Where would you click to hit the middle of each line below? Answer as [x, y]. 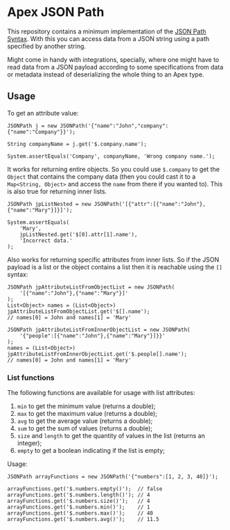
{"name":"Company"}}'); [42, 132]
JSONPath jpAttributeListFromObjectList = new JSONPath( [91, 287]
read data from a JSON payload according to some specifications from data [115, 67]
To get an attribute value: [43, 113]
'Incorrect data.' [46, 241]
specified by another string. [47, 46]
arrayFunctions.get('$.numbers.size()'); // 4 [79, 501]
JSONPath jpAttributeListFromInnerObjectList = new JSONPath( [99, 330]
